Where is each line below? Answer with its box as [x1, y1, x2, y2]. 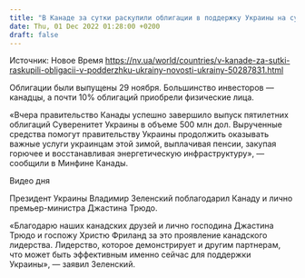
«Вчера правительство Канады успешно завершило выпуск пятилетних [9, 110, 289, 121]
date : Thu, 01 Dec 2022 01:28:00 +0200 [9, 22, 161, 31]
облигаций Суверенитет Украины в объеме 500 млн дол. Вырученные [9, 119, 283, 130]
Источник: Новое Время [9, 55, 103, 66]
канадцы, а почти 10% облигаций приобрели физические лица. [9, 92, 254, 103]
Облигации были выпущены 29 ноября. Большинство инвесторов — [9, 83, 274, 94]
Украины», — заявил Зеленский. [9, 259, 136, 270]
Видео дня [9, 175, 50, 186]
